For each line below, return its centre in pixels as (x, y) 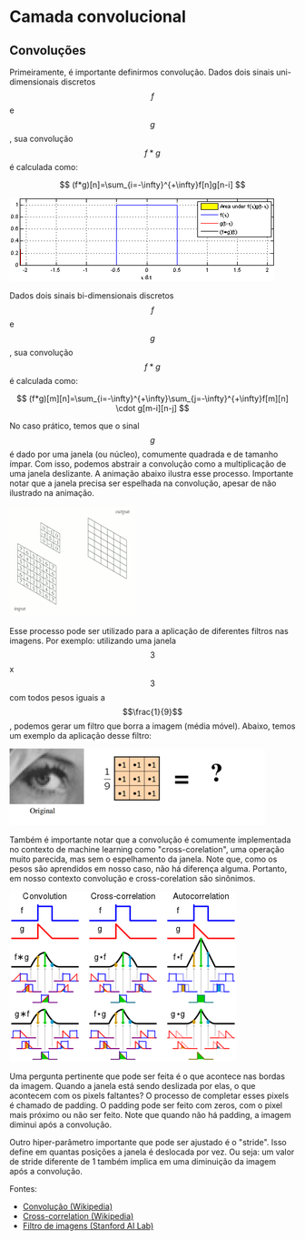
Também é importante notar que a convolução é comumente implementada (150, 840)
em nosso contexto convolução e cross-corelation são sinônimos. (133, 878)
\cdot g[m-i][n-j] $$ (152, 408)
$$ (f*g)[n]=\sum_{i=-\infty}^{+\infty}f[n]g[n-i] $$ (152, 185)
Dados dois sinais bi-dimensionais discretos (92, 296)
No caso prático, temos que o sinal (74, 426)
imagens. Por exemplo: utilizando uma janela (93, 640)
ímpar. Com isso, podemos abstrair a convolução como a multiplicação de (148, 464)
